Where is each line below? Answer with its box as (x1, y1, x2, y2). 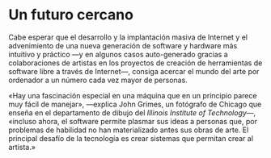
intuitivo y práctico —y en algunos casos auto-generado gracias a (8, 49, 228, 59)
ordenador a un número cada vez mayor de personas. (8, 75, 188, 85)
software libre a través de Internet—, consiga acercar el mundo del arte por (8, 66, 260, 76)
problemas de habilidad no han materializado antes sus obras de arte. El (8, 125, 249, 135)
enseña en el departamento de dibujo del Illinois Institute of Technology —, (8, 107, 256, 118)
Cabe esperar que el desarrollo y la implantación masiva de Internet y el (8, 32, 248, 42)
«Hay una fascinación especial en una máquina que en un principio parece (8, 90, 257, 100)
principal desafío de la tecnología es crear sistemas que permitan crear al (8, 133, 253, 143)
